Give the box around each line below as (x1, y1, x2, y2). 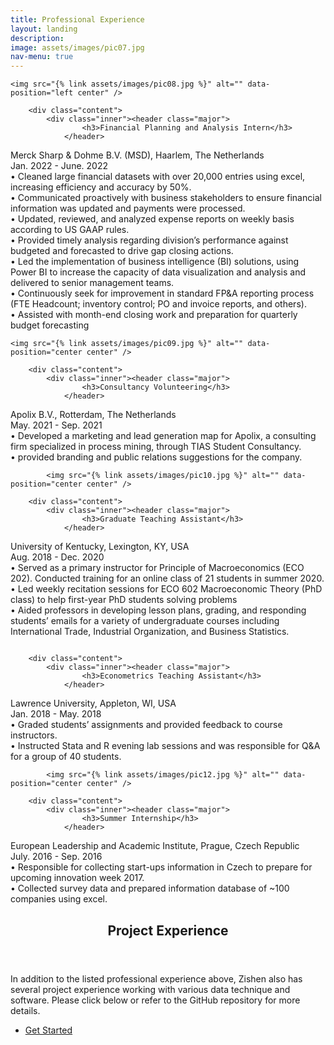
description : (10, 33, 65, 43)
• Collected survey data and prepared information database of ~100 (10, 882, 290, 895)
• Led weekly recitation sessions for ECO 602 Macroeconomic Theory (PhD (10, 583, 323, 595)
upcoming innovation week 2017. (10, 872, 145, 884)
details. (10, 1004, 41, 1016)
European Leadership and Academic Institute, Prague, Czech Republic (10, 840, 300, 852)
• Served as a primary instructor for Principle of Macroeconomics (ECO (10, 562, 305, 574)
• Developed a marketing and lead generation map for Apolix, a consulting (10, 430, 317, 442)
